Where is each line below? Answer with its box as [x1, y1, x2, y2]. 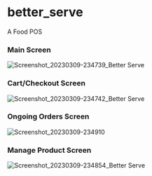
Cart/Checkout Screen [7, 79, 86, 88]
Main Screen [7, 45, 51, 55]
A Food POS [7, 27, 43, 36]
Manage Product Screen [7, 145, 92, 155]
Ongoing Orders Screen [7, 111, 90, 121]
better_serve [7, 4, 83, 20]
